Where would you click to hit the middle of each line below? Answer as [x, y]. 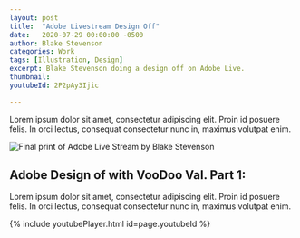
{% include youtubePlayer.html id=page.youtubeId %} [110, 224]
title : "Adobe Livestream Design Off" [85, 26]
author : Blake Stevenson [56, 43]
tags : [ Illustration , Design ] [67, 60]
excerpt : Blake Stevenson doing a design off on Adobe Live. [127, 69]
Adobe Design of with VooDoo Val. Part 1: [128, 175]
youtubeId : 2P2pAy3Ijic [54, 85]
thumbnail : [30, 77]
